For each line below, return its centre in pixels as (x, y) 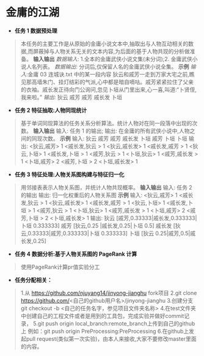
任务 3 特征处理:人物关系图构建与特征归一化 (69, 174)
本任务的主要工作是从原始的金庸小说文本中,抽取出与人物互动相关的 (104, 43)
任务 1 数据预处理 (36, 31)
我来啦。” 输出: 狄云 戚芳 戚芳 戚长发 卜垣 (71, 97)
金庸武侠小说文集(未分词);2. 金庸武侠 (146, 59)
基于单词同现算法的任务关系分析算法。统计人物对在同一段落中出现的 (106, 123)
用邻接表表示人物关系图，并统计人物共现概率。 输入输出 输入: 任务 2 (107, 187)
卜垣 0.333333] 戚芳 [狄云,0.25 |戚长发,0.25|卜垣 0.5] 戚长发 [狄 (100, 225)
